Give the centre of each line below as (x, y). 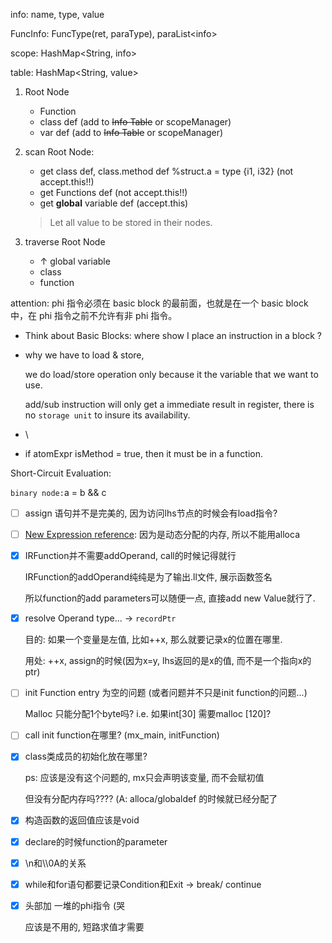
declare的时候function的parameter (96, 841)
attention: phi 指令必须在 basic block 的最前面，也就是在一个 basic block (159, 303)
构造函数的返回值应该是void (82, 820)
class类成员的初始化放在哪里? (86, 756)
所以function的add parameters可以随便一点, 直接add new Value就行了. (170, 598)
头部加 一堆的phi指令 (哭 (75, 905)
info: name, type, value (57, 14)
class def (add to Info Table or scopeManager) (135, 122)
